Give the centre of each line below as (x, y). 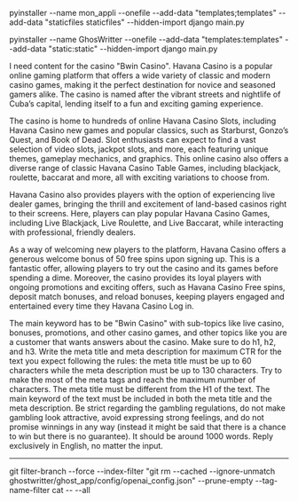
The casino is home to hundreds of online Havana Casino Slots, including (143, 121)
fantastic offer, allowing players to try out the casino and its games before (144, 268)
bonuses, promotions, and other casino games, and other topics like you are (148, 333)
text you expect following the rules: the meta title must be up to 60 (130, 361)
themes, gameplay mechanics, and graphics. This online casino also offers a (149, 158)
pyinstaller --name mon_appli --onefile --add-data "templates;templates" (143, 13)
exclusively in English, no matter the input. (86, 446)
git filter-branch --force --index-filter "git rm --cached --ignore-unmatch (142, 471)
